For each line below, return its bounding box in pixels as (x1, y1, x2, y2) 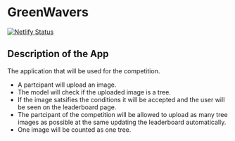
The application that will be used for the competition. (7, 66, 160, 75)
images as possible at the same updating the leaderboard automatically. (17, 118, 227, 126)
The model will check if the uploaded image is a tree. (17, 87, 171, 96)
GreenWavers (7, 4, 89, 20)
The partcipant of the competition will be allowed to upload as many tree (17, 110, 228, 118)
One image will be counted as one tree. (17, 125, 132, 134)
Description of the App (7, 48, 109, 60)
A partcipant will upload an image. (17, 80, 117, 89)
